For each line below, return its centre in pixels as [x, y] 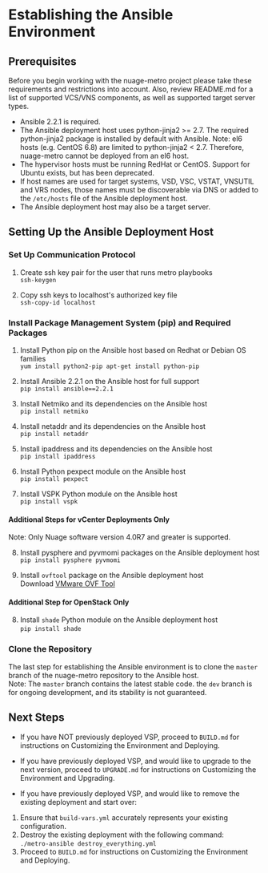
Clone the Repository [50, 649]
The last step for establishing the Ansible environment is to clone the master [133, 666]
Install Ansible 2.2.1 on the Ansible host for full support [110, 381]
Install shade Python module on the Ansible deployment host [119, 620]
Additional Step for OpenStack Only [69, 602]
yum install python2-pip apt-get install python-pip [110, 366]
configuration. [43, 826]
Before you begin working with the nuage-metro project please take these [130, 81]
